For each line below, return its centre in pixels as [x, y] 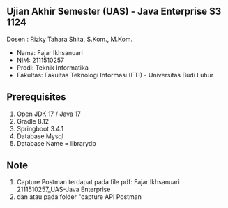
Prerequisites [36, 97]
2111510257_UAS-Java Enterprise [63, 190]
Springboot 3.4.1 [40, 128]
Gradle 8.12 [33, 121]
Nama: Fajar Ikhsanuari [50, 52]
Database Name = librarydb [56, 143]
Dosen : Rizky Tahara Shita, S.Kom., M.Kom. [70, 39]
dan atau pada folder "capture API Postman [79, 197]
